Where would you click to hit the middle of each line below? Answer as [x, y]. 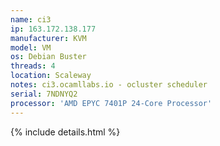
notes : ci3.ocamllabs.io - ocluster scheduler [109, 85]
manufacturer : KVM [48, 38]
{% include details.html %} [65, 132]
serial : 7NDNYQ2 [44, 94]
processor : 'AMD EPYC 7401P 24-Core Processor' [111, 103]
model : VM [31, 47]
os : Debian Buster [48, 57]
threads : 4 [33, 66]
